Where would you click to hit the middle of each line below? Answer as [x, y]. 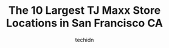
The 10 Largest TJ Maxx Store [84, 10]
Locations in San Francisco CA [84, 23]
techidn [84, 40]
